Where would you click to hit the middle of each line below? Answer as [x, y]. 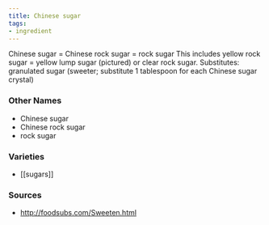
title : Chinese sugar [45, 16]
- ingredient [30, 31]
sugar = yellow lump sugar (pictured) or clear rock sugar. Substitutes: [124, 62]
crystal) [21, 80]
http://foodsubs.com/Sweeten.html [78, 213]
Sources [25, 195]
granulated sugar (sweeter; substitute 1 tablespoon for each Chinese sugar [133, 71]
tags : [17, 23]
